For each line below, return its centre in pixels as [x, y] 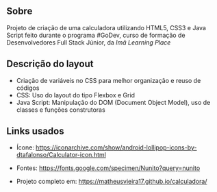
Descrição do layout [50, 64]
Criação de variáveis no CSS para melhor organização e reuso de [108, 80]
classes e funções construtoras [61, 110]
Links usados [35, 131]
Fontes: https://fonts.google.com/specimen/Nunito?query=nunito [108, 168]
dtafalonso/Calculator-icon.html [61, 155]
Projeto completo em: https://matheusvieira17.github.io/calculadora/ [112, 182]
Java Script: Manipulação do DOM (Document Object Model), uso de [113, 102]
